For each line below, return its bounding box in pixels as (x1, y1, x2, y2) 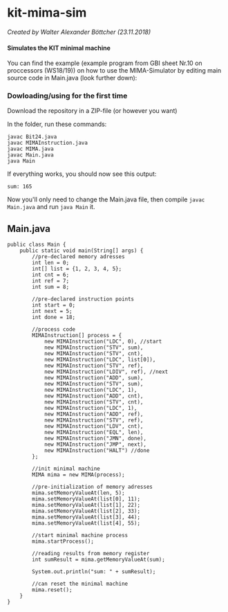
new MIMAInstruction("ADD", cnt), (44, 393, 144, 399)
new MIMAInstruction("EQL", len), (44, 429, 144, 436)
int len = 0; (32, 260, 70, 267)
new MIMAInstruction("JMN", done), (44, 435, 147, 442)
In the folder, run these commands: (7, 120, 107, 129)
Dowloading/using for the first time (7, 91, 128, 101)
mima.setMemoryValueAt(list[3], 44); (32, 514, 140, 521)
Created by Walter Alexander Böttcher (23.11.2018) (7, 28, 151, 36)
